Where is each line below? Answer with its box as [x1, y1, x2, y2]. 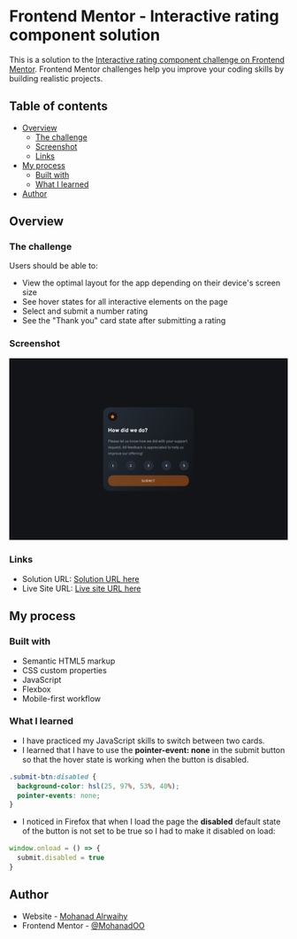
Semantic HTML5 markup [21, 656, 116, 666]
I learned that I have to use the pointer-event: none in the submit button [21, 744, 286, 755]
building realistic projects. [9, 73, 103, 83]
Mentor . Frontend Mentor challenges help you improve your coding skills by [9, 64, 285, 74]
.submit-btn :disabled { [9, 772, 97, 781]
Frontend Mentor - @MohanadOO [21, 920, 146, 931]
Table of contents [9, 99, 108, 114]
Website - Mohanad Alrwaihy [21, 911, 128, 921]
